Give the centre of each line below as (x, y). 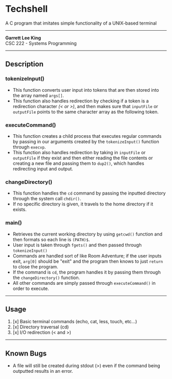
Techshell (27, 9)
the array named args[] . (38, 95)
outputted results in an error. (43, 371)
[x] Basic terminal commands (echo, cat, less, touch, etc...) (75, 322)
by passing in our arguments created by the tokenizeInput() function (86, 141)
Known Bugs (26, 353)
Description (24, 64)
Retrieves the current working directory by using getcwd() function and (88, 234)
